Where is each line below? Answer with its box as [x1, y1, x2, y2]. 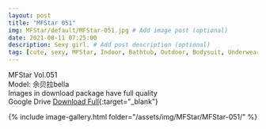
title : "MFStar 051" [8, 19, 77, 27]
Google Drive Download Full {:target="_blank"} [8, 97, 158, 106]
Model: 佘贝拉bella [8, 80, 70, 89]
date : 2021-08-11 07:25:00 [8, 33, 97, 42]
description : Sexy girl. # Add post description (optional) [8, 41, 211, 49]
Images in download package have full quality [8, 89, 158, 97]
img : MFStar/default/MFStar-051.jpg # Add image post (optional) [8, 26, 228, 34]
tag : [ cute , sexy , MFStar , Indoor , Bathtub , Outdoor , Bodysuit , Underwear [8, 48, 260, 56]
